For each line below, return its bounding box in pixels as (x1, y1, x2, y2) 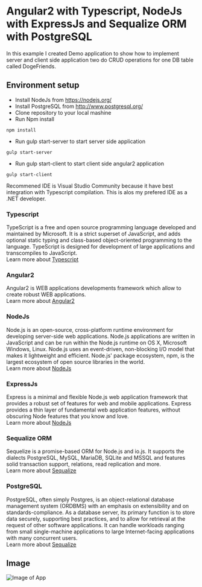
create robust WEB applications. (6, 291, 86, 298)
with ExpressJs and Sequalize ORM (6, 17, 187, 31)
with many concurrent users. (6, 534, 78, 541)
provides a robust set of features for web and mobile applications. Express (6, 399, 192, 407)
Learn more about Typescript (6, 256, 79, 263)
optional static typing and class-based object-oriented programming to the (6, 236, 192, 244)
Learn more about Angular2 (6, 297, 75, 305)
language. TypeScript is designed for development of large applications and (6, 243, 195, 250)
